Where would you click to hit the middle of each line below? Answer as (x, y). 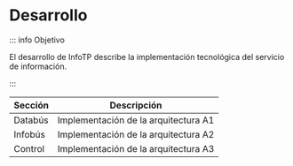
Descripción (136, 105)
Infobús (30, 134)
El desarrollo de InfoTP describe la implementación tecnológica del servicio (147, 57)
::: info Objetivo (37, 40)
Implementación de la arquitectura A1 (136, 120)
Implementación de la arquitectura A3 (136, 148)
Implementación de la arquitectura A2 (136, 134)
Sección (31, 105)
